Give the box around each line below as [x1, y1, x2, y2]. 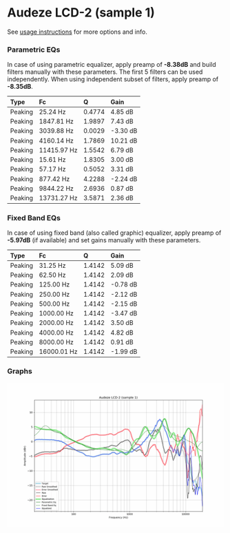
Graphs [7, 366, 32, 376]
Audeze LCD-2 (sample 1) [7, 5, 155, 21]
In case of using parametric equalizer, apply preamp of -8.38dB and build [7, 61, 217, 69]
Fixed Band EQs [7, 213, 61, 222]
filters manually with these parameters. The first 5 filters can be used [7, 67, 203, 76]
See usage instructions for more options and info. [7, 28, 148, 36]
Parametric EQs [7, 45, 61, 54]
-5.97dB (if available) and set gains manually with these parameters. [7, 236, 201, 244]
